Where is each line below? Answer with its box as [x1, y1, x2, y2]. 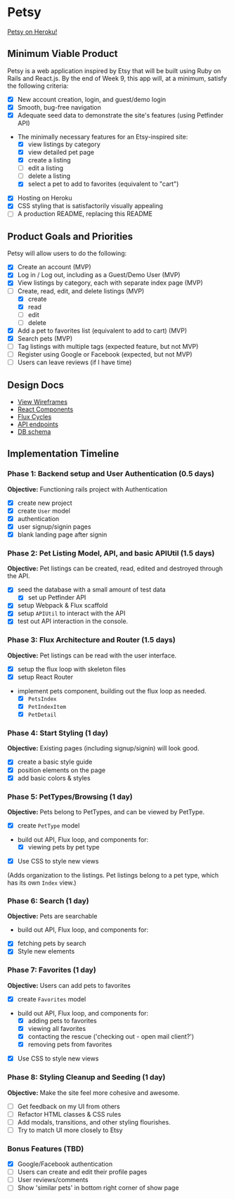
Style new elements [17, 947, 75, 956]
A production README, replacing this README [17, 210, 153, 218]
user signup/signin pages [17, 522, 91, 531]
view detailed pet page [27, 148, 95, 156]
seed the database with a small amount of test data [17, 585, 167, 594]
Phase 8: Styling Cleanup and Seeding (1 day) [7, 1072, 166, 1082]
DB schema [17, 427, 51, 436]
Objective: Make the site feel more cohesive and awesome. [7, 1088, 180, 1097]
